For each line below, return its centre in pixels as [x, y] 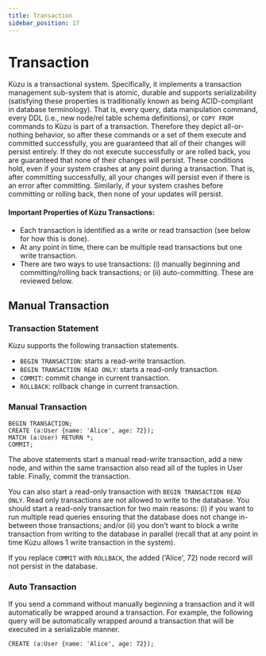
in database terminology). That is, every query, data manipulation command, [133, 110]
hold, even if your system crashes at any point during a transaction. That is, [132, 169]
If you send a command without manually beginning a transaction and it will [132, 604]
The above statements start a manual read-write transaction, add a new [125, 459]
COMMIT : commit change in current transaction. [95, 378]
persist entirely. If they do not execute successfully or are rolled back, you [129, 152]
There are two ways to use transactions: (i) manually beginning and [130, 264]
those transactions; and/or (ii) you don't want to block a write [139, 525]
